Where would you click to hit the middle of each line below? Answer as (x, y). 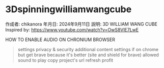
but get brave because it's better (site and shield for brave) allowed (88, 55)
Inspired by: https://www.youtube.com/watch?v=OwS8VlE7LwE (72, 29)
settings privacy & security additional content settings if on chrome (88, 49)
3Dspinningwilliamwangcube (69, 9)
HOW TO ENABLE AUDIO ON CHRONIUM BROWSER (60, 40)
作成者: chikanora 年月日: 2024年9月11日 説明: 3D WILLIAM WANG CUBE (81, 24)
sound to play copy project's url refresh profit (65, 60)
